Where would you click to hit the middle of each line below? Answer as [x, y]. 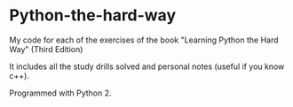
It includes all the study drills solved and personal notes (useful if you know [147, 66]
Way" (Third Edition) [46, 49]
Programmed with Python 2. [60, 93]
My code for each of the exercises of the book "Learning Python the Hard [144, 40]
